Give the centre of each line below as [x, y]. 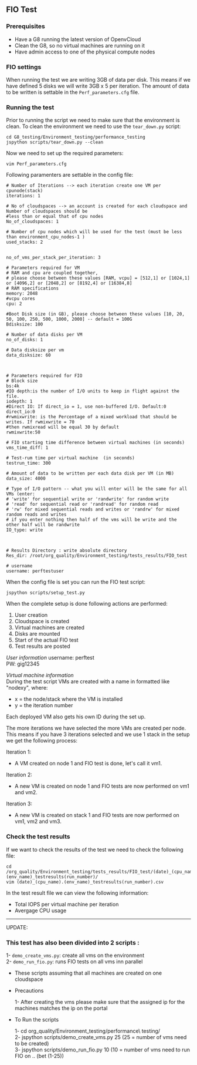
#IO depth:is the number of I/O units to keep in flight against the [93, 391]
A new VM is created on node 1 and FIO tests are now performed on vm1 [102, 786]
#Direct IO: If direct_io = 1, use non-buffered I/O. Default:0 [86, 407]
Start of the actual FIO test [46, 640]
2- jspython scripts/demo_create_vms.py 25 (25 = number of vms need [101, 1037]
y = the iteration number [44, 705]
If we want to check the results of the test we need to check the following [95, 849]
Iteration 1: [19, 752]
